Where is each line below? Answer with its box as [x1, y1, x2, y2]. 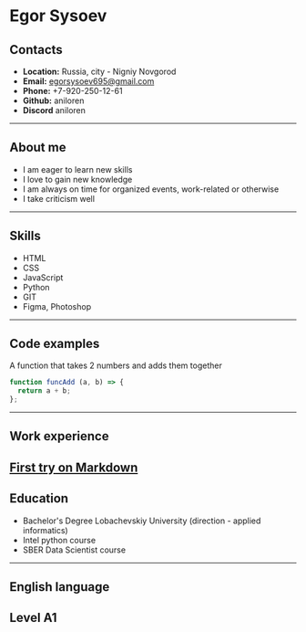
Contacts [9, 42, 64, 58]
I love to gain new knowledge [22, 174, 133, 184]
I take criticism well [22, 193, 96, 204]
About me [9, 140, 66, 155]
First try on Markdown [9, 459, 138, 475]
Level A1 [9, 610, 57, 626]
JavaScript [22, 271, 64, 283]
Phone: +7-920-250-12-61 [22, 86, 123, 96]
